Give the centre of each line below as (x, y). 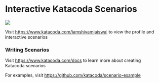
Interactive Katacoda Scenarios (71, 9)
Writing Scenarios (27, 50)
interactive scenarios (26, 37)
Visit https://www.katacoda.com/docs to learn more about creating (73, 60)
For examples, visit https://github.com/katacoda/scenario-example (73, 75)
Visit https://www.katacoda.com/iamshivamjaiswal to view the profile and (80, 32)
